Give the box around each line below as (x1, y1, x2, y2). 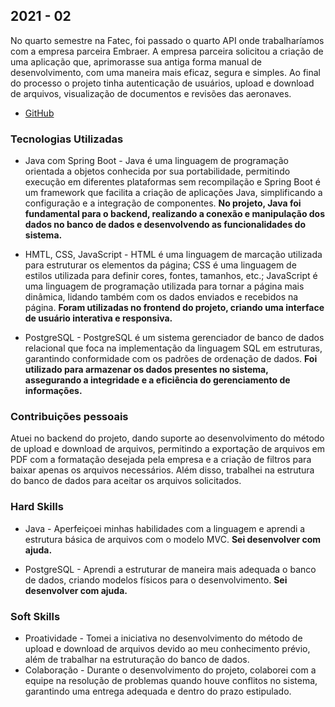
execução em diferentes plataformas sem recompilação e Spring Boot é (24, 176, 321, 188)
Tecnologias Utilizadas (10, 132, 124, 146)
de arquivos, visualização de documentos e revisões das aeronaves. (10, 87, 292, 99)
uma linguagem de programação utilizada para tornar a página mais (24, 280, 305, 293)
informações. (24, 385, 83, 397)
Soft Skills (10, 609, 61, 623)
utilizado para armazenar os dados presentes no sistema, (24, 364, 269, 376)
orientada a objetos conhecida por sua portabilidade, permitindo (24, 165, 291, 178)
